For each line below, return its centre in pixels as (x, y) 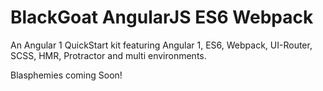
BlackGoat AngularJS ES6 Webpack (162, 17)
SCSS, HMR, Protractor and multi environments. (108, 55)
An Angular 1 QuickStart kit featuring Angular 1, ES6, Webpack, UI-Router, (161, 45)
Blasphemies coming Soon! (66, 75)
